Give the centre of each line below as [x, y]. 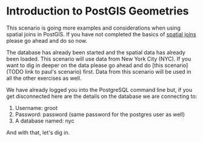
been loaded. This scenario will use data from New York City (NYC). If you [99, 59]
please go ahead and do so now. [47, 40]
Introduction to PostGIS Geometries [98, 11]
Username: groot [36, 108]
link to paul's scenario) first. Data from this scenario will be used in [108, 71]
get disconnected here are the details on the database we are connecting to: [102, 96]
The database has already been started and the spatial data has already [96, 52]
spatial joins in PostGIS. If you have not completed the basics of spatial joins [101, 34]
